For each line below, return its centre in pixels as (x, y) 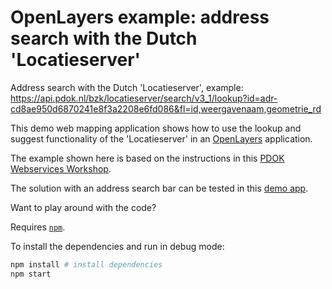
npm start (31, 274)
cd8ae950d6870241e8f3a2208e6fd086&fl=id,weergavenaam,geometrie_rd (166, 108)
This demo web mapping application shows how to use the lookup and (156, 128)
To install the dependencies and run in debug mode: (117, 246)
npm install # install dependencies (86, 264)
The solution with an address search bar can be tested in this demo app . (159, 188)
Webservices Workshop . (61, 168)
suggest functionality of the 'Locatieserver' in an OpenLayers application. (161, 138)
